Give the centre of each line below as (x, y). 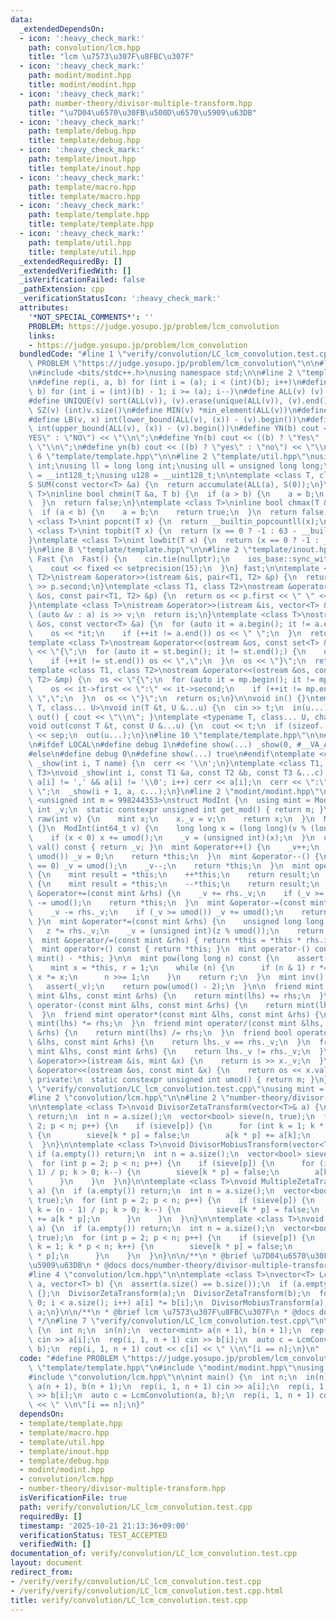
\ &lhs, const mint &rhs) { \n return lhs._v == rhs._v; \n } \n (169, 1042)
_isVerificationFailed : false (82, 280)
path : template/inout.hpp (82, 159)
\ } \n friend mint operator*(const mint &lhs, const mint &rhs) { (174, 1014)
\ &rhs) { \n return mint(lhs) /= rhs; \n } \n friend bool (160, 1033)
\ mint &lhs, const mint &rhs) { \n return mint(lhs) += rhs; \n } (176, 996)
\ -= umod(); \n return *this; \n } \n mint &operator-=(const (167, 903)
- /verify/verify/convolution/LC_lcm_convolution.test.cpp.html (147, 1591)
